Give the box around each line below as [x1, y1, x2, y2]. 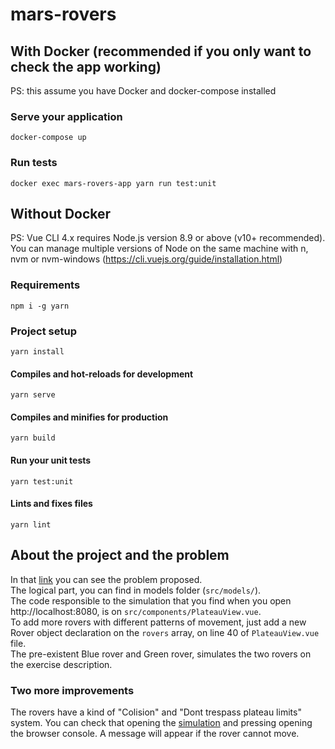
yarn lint [10, 519, 52, 530]
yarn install [10, 347, 65, 357]
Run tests [10, 156, 58, 170]
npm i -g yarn [10, 301, 70, 311]
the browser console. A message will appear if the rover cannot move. [10, 727, 300, 739]
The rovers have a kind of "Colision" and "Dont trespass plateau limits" [10, 706, 302, 718]
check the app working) [10, 58, 162, 75]
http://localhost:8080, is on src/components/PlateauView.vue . [10, 605, 262, 617]
